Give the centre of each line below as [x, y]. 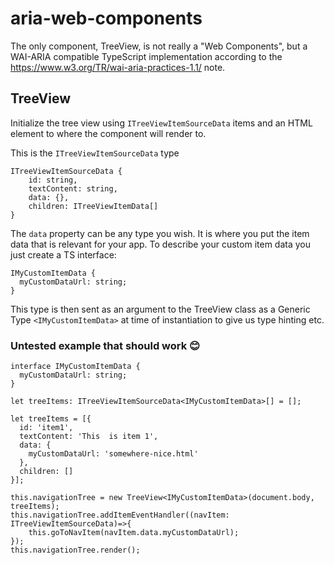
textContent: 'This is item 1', [89, 437]
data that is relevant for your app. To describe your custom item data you [160, 244]
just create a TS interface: [63, 254]
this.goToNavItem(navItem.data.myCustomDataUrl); [134, 533]
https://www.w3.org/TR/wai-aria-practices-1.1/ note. [118, 67]
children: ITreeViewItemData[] [93, 206]
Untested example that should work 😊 [105, 345]
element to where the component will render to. [108, 133]
